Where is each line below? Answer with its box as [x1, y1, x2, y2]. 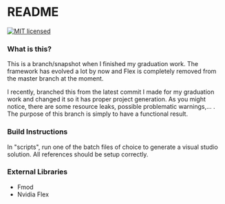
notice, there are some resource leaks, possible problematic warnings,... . [7, 103, 215, 111]
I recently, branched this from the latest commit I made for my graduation [7, 88, 215, 96]
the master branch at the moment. [7, 74, 104, 83]
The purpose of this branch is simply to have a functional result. [7, 110, 188, 118]
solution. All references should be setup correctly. [7, 150, 149, 159]
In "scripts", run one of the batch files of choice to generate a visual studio [7, 143, 218, 151]
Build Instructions [7, 127, 68, 136]
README [7, 4, 59, 20]
